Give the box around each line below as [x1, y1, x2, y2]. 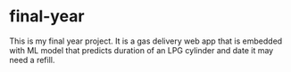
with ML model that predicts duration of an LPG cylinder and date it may [9, 44, 274, 55]
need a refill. [9, 54, 55, 65]
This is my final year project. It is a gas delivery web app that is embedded [9, 36, 283, 46]
